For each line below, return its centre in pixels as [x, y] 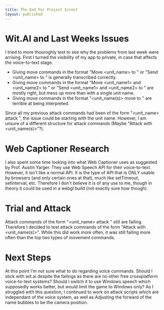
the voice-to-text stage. [29, 62]
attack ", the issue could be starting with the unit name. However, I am [76, 118]
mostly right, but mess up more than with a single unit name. [73, 93]
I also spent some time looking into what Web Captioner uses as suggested [81, 162]
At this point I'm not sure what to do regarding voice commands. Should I [79, 271]
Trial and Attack [38, 208]
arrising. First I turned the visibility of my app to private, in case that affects [81, 58]
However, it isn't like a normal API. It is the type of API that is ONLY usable [80, 173]
